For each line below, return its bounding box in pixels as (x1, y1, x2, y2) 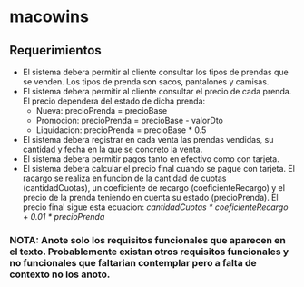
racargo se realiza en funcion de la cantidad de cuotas (22, 173, 227, 183)
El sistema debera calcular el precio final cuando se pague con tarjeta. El (22, 163, 295, 173)
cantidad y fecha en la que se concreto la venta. (22, 143, 203, 154)
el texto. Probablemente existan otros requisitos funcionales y (9, 245, 289, 258)
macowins (9, 6, 89, 27)
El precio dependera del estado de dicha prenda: (22, 95, 206, 106)
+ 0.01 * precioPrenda (22, 212, 105, 222)
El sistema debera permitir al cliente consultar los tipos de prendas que (22, 66, 289, 77)
